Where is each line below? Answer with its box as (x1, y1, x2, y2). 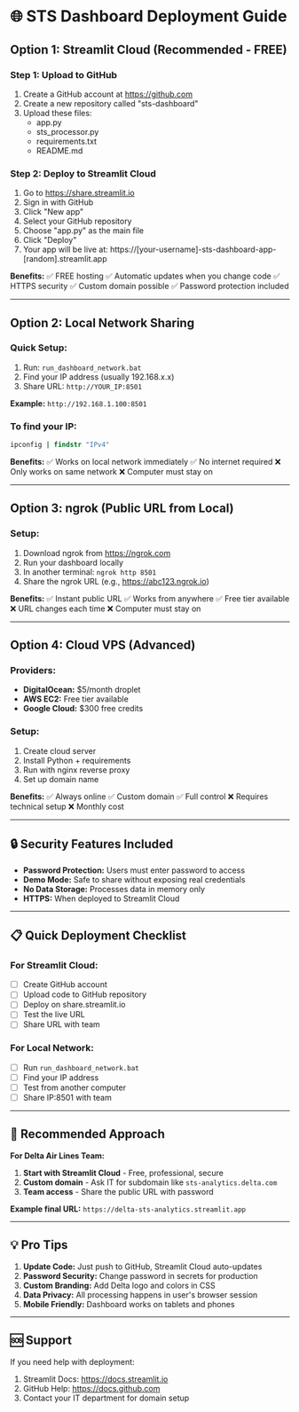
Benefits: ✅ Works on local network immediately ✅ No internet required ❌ (10, 457, 281, 467)
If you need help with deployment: (10, 1356, 136, 1367)
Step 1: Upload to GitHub (10, 68, 118, 81)
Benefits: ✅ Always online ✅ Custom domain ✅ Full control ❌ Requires (10, 791, 269, 802)
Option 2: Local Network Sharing (10, 315, 194, 330)
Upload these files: (22, 107, 92, 118)
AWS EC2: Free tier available (22, 694, 130, 704)
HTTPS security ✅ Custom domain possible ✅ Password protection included (10, 281, 289, 292)
